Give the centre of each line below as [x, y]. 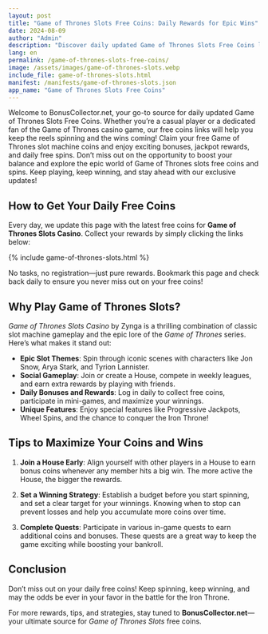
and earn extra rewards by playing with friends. [97, 384]
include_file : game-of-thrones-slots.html [80, 75]
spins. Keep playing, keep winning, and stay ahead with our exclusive [122, 172]
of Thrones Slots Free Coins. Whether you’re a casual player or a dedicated [132, 122]
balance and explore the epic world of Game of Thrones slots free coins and [134, 164]
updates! [23, 181]
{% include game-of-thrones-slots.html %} [79, 257]
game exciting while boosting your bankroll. [91, 544]
